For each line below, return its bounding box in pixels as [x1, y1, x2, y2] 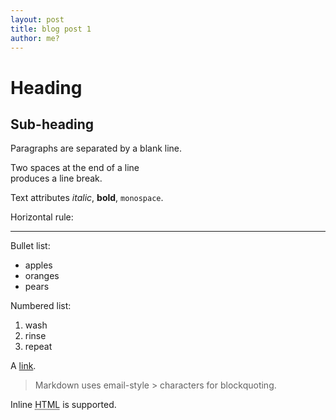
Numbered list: [10, 300, 72, 312]
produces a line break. [10, 172, 103, 185]
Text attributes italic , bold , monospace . [10, 192, 164, 204]
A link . [10, 360, 37, 372]
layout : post [10, 14, 65, 25]
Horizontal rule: [10, 211, 74, 223]
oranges [24, 270, 60, 282]
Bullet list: [10, 240, 51, 252]
